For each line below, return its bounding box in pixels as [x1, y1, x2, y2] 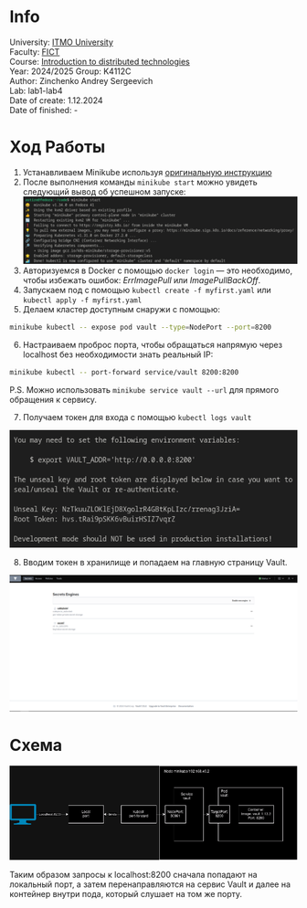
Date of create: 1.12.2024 [9, 94, 103, 106]
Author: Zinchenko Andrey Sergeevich [9, 75, 153, 86]
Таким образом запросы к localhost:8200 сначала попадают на [9, 869, 258, 880]
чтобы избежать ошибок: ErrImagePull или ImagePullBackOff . [22, 275, 261, 286]
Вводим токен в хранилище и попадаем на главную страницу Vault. [22, 556, 288, 567]
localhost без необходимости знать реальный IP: [22, 349, 214, 360]
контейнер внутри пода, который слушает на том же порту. [9, 888, 243, 899]
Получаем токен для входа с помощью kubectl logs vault [22, 411, 252, 422]
